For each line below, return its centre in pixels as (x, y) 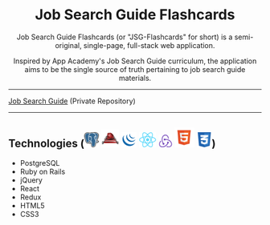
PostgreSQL (40, 163)
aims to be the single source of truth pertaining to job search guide (135, 69)
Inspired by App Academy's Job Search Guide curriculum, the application (135, 61)
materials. (135, 78)
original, (68, 45)
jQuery (31, 180)
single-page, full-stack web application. (149, 45)
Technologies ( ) (112, 144)
